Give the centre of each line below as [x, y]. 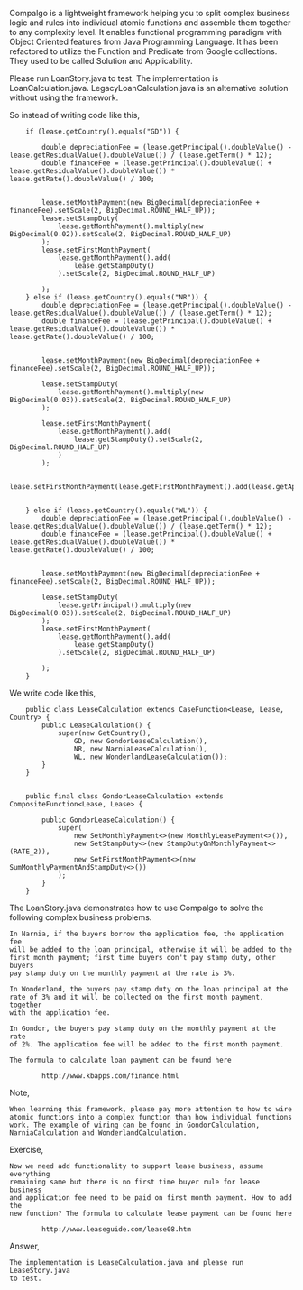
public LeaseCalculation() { [96, 725]
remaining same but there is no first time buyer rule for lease [134, 1182]
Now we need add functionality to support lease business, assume [137, 1166]
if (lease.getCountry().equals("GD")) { [102, 132]
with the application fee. [60, 1013]
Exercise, [26, 1150]
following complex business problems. [81, 917]
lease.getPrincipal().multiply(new [124, 605]
